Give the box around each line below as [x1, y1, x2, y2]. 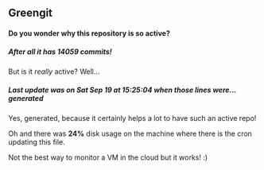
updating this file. [8, 137, 65, 146]
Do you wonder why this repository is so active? [8, 28, 171, 38]
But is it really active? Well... [8, 67, 100, 76]
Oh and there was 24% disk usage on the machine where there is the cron [8, 129, 253, 138]
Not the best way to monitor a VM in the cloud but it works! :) [8, 153, 208, 162]
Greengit [8, 6, 53, 20]
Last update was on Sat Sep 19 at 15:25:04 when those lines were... [8, 85, 237, 95]
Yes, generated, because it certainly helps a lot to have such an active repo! [8, 113, 257, 122]
